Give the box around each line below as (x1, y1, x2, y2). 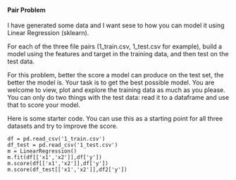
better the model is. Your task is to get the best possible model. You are (7, 78, 215, 87)
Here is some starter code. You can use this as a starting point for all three (7, 115, 223, 123)
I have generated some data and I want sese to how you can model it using (7, 21, 225, 30)
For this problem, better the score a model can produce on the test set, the (7, 71, 224, 79)
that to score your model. (7, 101, 81, 109)
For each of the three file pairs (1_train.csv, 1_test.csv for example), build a (7, 42, 223, 51)
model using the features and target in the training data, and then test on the (7, 50, 229, 58)
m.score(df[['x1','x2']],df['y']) (7, 160, 109, 167)
